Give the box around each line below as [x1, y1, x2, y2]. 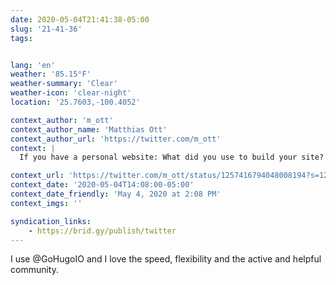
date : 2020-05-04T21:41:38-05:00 [10, 14, 150, 25]
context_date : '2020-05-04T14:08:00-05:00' [10, 180, 195, 190]
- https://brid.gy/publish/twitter [28, 226, 177, 236]
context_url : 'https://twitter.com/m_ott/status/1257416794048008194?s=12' [10, 171, 333, 181]
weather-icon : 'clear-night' [10, 88, 132, 98]
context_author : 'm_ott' [10, 115, 114, 125]
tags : [10, 33, 33, 43]
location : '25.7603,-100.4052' [10, 97, 141, 107]
